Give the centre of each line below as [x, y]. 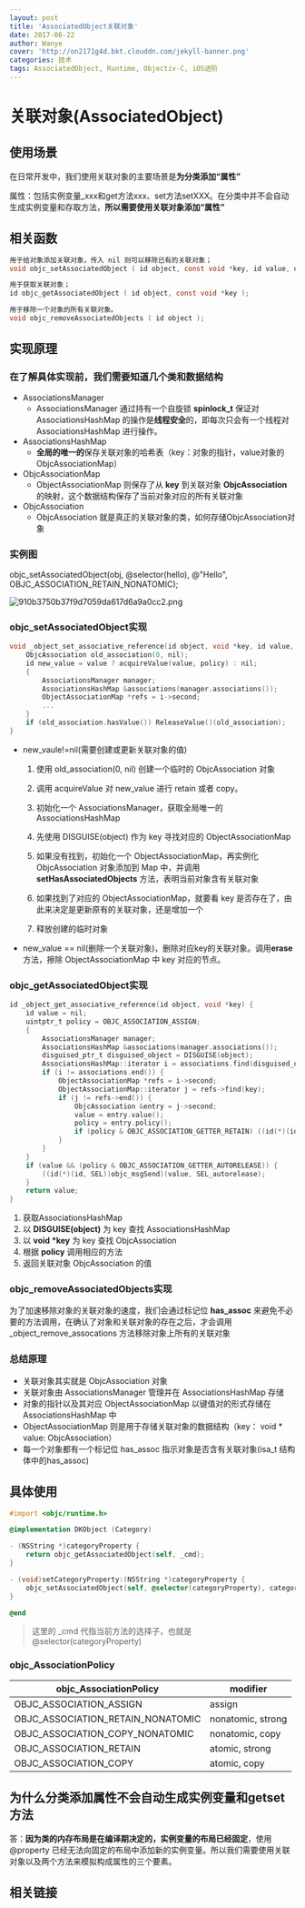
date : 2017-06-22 [42, 35]
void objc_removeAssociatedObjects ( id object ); [107, 318]
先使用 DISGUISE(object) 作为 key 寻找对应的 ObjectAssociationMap [163, 836]
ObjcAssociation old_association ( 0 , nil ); [107, 655]
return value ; [52, 1191]
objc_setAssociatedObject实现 [79, 627]
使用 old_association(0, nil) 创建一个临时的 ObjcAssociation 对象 [155, 769]
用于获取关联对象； [40, 285]
